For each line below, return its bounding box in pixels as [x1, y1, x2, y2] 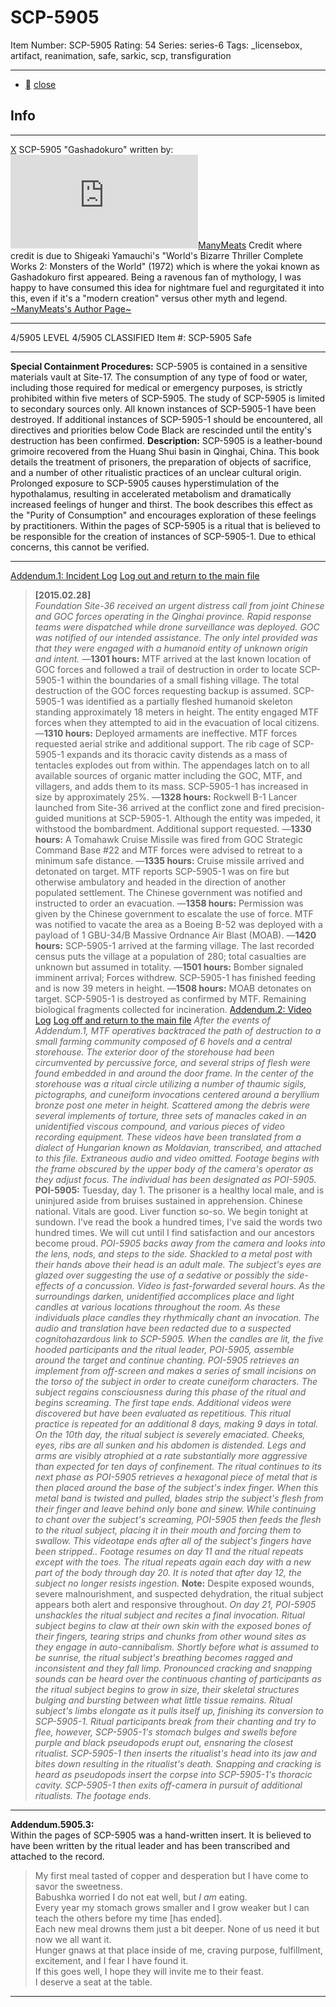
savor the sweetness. [34, 1880, 123, 1892]
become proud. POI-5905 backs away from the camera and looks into [34, 1237, 326, 1249]
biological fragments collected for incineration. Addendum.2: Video [34, 1003, 312, 1015]
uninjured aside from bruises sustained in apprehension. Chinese [34, 1194, 303, 1206]
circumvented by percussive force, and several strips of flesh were [34, 1056, 311, 1068]
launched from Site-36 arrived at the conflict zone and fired [34, 801, 282, 813]
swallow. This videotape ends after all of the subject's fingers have [34, 1534, 312, 1546]
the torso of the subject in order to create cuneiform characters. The [34, 1375, 318, 1387]
